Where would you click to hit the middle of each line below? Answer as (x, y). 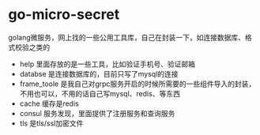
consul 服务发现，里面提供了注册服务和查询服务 (97, 113)
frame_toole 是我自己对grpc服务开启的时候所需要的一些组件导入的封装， (138, 84)
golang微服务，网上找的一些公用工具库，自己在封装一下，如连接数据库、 (127, 37)
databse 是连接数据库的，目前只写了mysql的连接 (99, 73)
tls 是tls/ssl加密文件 (51, 123)
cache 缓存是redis (49, 103)
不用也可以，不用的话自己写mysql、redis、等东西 (100, 93)
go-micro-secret (64, 15)
